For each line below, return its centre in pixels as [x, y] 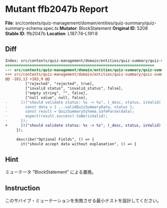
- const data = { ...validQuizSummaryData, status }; [70, 107]
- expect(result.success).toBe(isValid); [56, 116]
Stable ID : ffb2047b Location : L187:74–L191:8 [51, 33]
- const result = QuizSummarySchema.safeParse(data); [70, 111]
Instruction [23, 188]
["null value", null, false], [56, 98]
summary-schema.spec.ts [32, 28]
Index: [12, 61]
